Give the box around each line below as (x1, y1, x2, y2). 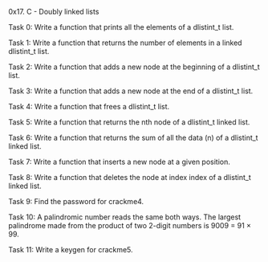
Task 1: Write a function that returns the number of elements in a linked (8, 38, 242, 47)
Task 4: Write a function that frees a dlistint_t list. (8, 102, 170, 111)
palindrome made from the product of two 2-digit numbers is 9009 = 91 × (8, 221, 251, 230)
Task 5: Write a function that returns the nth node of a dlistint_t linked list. (8, 117, 250, 127)
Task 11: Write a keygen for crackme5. (8, 245, 134, 254)
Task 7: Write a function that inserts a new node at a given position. (8, 157, 231, 166)
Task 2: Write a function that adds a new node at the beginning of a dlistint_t (8, 62, 261, 72)
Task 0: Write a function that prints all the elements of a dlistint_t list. (8, 23, 234, 31)
